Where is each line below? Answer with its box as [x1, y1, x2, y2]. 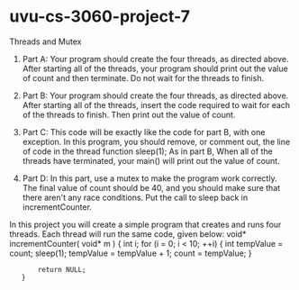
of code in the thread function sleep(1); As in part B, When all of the [22, 146, 273, 157]
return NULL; [37, 265, 87, 274]
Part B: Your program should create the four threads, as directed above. [22, 90, 289, 101]
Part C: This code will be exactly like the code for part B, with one [22, 126, 266, 137]
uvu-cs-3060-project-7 [9, 6, 191, 27]
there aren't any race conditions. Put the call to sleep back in [22, 192, 249, 203]
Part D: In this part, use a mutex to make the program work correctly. [22, 173, 277, 184]
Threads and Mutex [9, 36, 82, 47]
